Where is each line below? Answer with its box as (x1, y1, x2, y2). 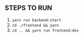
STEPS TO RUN (4, 4, 53, 12)
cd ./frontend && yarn (11, 23, 59, 28)
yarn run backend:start (11, 18, 62, 22)
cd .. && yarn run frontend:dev (11, 28, 79, 33)
